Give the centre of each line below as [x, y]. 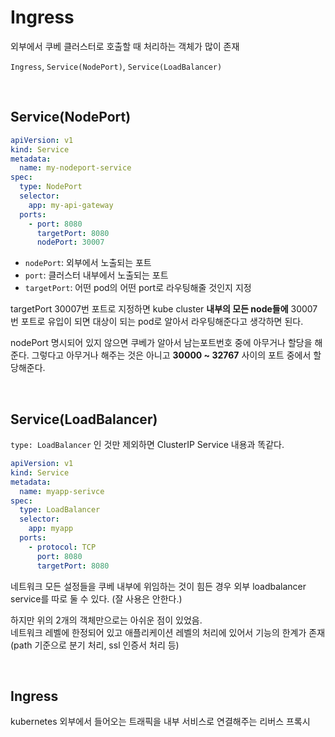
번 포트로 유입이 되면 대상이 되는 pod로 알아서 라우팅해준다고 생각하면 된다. [157, 322]
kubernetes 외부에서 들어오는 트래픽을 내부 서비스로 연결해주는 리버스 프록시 [160, 722]
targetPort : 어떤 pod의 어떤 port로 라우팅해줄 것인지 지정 [138, 288]
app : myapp [51, 529]
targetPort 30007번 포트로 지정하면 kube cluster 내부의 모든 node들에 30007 [164, 309]
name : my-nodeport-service [75, 168]
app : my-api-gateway [71, 205]
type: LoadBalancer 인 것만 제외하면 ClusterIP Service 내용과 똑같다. [147, 445]
